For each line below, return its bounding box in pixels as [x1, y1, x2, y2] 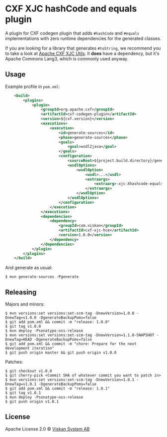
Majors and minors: [5, 301, 45, 307]
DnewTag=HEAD [5, 337, 32, 342]
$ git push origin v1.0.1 [5, 399, 59, 405]
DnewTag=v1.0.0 [5, 315, 37, 320]
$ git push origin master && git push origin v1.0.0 [5, 350, 117, 355]
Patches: [5, 359, 23, 365]
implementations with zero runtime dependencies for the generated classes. [5, 35, 162, 41]
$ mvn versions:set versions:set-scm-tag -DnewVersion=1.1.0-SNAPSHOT [5, 333, 155, 338]
